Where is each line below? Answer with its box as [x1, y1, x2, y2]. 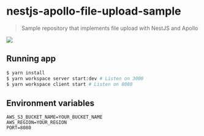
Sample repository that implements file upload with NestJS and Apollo [21, 24, 198, 32]
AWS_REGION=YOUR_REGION [6, 120, 67, 126]
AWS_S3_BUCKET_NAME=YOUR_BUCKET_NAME [6, 114, 103, 120]
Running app [6, 54, 56, 64]
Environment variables [6, 98, 95, 108]
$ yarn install [6, 70, 45, 76]
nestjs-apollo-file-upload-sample [6, 4, 181, 18]
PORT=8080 [6, 125, 32, 131]
